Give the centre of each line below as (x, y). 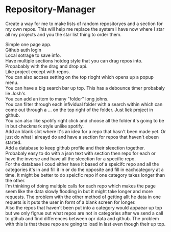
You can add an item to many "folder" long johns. (57, 99)
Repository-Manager (51, 9)
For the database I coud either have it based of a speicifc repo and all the (82, 164)
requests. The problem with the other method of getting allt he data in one (83, 197)
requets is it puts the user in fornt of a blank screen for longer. (70, 202)
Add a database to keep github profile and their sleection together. (75, 147)
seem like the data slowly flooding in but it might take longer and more (79, 191)
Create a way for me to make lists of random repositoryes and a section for (84, 24)
